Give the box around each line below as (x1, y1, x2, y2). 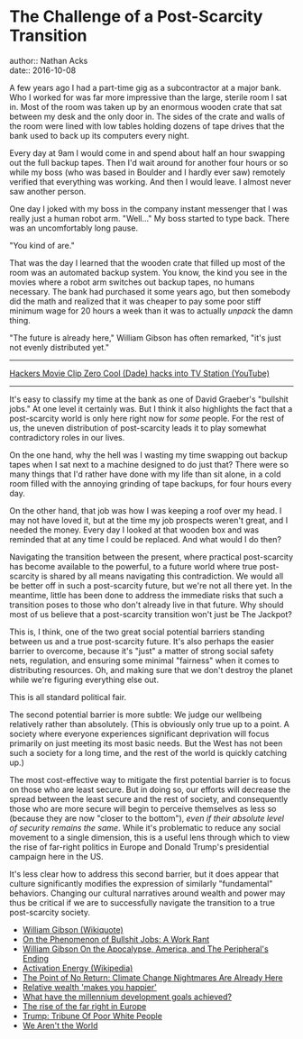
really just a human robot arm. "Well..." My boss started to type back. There (9, 213, 290, 223)
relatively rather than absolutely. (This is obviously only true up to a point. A (9, 718, 290, 729)
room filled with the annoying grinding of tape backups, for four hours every (9, 478, 292, 488)
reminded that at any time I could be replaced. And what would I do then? (9, 533, 282, 544)
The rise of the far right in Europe (22, 1000, 147, 1011)
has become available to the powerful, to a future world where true (9, 561, 258, 571)
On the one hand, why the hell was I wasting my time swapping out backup (9, 449, 289, 460)
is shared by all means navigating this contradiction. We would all (41, 570, 284, 581)
